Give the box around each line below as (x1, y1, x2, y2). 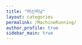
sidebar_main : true (6, 30, 54, 36)
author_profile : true (6, 25, 59, 31)
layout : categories (6, 14, 54, 20)
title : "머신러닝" (6, 8, 46, 15)
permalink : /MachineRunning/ (6, 19, 77, 25)
